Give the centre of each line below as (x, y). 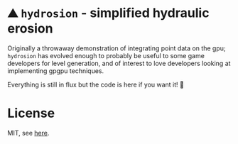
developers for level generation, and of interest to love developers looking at (119, 63)
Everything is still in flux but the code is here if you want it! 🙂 (96, 84)
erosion (30, 29)
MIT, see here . (28, 133)
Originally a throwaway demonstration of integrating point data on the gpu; (117, 48)
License (31, 113)
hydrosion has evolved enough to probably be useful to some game (106, 55)
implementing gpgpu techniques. (56, 71)
